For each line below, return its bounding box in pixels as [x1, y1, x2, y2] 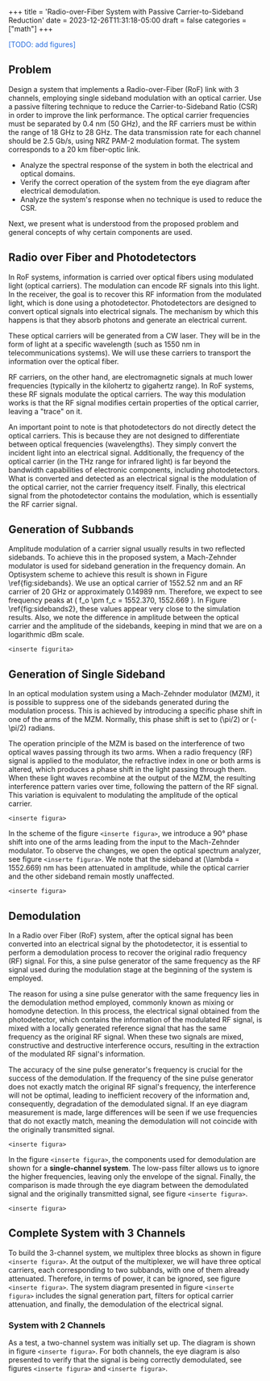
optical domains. [19, 169, 76, 178]
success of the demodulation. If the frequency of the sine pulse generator [8, 1073, 254, 1083]
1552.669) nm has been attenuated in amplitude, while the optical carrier [8, 863, 250, 873]
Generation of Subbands [8, 523, 135, 536]
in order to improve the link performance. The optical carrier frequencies [8, 110, 250, 120]
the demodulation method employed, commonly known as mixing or [8, 997, 234, 1008]
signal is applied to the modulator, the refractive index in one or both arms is [8, 756, 261, 766]
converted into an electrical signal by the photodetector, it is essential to [8, 939, 248, 949]
